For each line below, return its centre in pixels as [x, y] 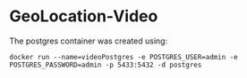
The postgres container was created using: [89, 41]
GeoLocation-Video [84, 16]
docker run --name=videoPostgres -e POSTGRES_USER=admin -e [124, 57]
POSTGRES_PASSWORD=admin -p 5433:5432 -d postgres [106, 65]
